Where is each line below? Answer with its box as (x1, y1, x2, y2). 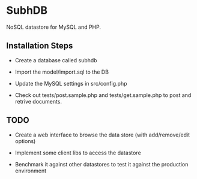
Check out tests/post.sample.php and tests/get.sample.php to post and (14, 91, 192, 99)
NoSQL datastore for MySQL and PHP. (6, 23, 101, 31)
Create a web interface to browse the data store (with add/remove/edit (14, 131, 190, 138)
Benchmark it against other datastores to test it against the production (14, 160, 189, 168)
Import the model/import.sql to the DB (14, 68, 109, 75)
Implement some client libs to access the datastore (14, 149, 141, 156)
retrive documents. (14, 98, 62, 105)
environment (14, 167, 47, 174)
